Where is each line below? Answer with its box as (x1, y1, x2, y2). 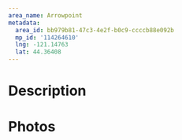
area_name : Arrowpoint (8, 11, 83, 20)
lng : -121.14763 (15, 41, 69, 49)
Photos (8, 118, 56, 136)
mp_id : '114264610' (15, 33, 80, 42)
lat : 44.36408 (15, 48, 61, 56)
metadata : (8, 19, 41, 27)
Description (8, 82, 87, 100)
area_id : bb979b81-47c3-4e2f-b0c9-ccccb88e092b (15, 26, 175, 34)
